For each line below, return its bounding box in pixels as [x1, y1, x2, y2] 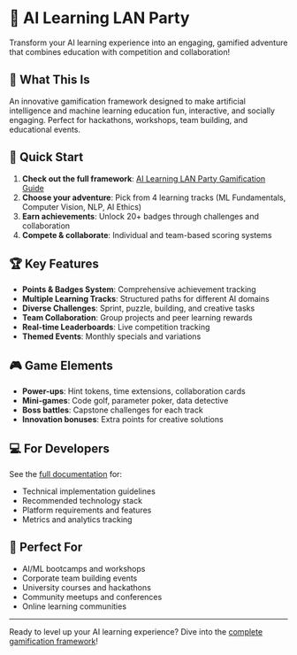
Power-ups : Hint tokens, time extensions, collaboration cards [21, 386, 246, 397]
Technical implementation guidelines [21, 486, 156, 497]
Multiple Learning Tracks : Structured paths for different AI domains [21, 294, 270, 304]
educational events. [9, 124, 81, 135]
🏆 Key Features [9, 256, 99, 271]
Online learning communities [21, 601, 126, 612]
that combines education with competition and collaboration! [9, 46, 231, 57]
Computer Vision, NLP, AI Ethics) [21, 201, 142, 212]
